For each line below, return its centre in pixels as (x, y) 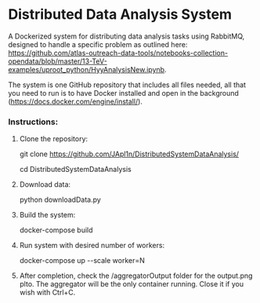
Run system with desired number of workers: (92, 246)
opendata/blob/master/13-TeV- (58, 61)
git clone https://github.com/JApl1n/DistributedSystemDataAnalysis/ (129, 154)
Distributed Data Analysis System (120, 15)
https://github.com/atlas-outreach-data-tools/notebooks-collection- (118, 53)
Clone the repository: (54, 139)
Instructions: (33, 122)
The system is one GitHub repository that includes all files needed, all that (127, 85)
